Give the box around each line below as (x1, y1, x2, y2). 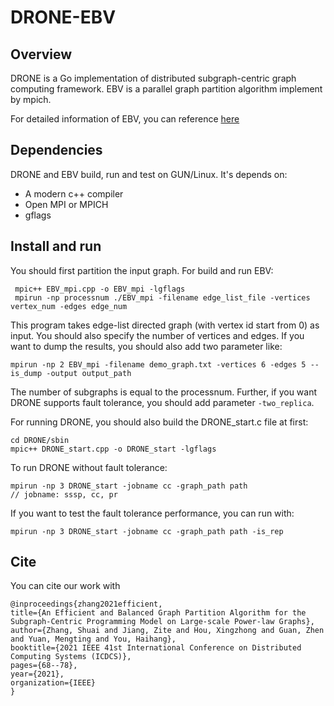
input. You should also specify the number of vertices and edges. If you (10, 329, 305, 341)
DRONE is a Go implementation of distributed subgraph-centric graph (10, 72, 297, 84)
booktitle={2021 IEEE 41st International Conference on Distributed (10, 643, 302, 653)
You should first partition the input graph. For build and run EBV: (10, 264, 274, 276)
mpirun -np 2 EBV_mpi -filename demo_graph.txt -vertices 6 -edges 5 (10, 359, 307, 370)
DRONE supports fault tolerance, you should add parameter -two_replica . (10, 396, 315, 408)
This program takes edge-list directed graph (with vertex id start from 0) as (10, 319, 320, 331)
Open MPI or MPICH (24, 198, 109, 210)
